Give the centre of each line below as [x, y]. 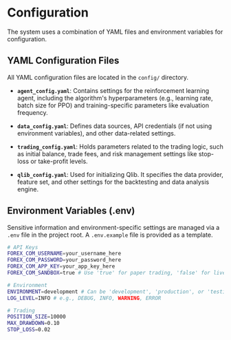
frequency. [32, 112]
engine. [28, 189]
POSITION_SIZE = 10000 [37, 317]
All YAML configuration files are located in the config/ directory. [98, 77]
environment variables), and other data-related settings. [96, 133]
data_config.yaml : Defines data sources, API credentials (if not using [114, 126]
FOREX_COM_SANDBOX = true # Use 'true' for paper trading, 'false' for [109, 273]
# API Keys [23, 247]
